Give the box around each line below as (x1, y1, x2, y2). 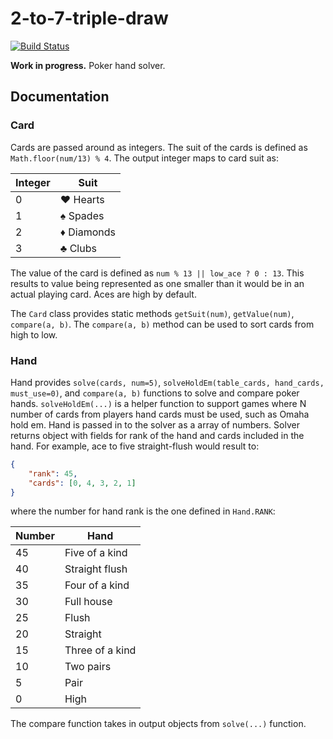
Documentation (10, 88, 110, 106)
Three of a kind (64, 643, 137, 657)
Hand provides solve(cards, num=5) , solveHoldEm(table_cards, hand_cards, (10, 376, 325, 388)
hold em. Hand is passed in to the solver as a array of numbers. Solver (10, 418, 300, 431)
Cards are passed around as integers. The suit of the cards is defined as (10, 141, 308, 153)
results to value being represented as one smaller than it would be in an (10, 277, 305, 289)
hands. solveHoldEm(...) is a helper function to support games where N (10, 397, 307, 409)
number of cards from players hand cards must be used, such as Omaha (10, 408, 310, 420)
